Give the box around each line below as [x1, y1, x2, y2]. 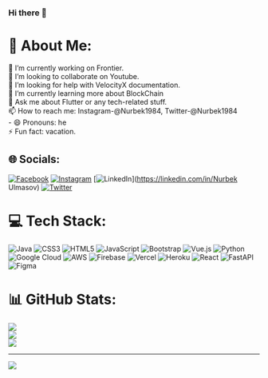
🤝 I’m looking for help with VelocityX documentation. [8, 80, 181, 90]
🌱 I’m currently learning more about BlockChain [8, 88, 164, 98]
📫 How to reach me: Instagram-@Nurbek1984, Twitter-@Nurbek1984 [8, 105, 238, 115]
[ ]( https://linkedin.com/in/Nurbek [93, 173, 238, 183]
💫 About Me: [8, 37, 93, 55]
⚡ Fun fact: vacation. [8, 126, 77, 136]
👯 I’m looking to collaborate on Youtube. [8, 71, 140, 81]
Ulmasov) [8, 182, 40, 192]
